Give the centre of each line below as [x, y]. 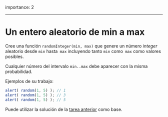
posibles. [14, 56]
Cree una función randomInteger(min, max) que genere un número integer [81, 46]
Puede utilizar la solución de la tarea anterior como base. [64, 109]
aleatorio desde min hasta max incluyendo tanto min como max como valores [83, 51]
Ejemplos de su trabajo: [29, 81]
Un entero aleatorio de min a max [75, 32]
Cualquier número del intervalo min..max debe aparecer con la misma [76, 66]
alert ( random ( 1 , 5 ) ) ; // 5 [35, 99]
